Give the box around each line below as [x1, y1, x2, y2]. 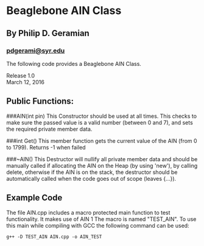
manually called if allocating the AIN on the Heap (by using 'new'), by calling [6, 162, 198, 169]
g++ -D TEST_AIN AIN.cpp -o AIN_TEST [6, 233, 102, 240]
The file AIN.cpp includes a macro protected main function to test [6, 209, 171, 216]
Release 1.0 [6, 71, 35, 79]
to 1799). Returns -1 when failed [6, 143, 86, 151]
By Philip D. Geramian [6, 28, 90, 38]
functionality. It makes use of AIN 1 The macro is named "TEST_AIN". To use [6, 215, 197, 223]
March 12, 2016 [6, 78, 44, 85]
